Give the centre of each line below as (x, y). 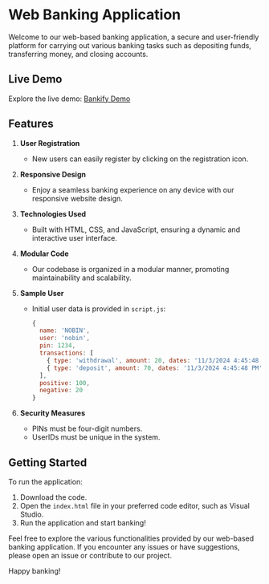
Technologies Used (53, 213)
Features (31, 124)
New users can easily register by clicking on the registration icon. (140, 159)
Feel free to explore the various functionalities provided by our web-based (131, 538)
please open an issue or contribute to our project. (90, 556)
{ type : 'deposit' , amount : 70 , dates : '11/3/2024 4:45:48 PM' (155, 368)
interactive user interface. (75, 237)
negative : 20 (61, 391)
